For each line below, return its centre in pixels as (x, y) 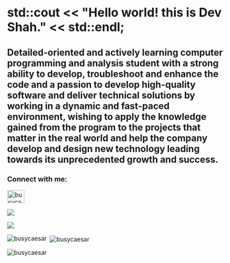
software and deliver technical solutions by (101, 95)
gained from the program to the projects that (104, 127)
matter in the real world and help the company (107, 138)
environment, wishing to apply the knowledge (107, 117)
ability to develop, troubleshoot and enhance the (113, 74)
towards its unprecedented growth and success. (113, 159)
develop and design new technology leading (103, 149)
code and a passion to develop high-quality (102, 85)
